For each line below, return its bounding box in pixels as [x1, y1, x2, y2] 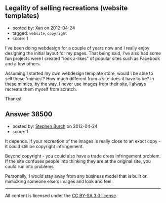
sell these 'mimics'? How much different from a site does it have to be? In [5, 75, 154, 81]
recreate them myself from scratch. [5, 86, 78, 92]
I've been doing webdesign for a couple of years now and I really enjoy [5, 45, 150, 51]
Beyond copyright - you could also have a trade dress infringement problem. [5, 153, 161, 159]
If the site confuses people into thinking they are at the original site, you [5, 158, 151, 164]
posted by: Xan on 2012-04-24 [12, 25, 76, 31]
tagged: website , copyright [12, 30, 68, 36]
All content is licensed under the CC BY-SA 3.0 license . [5, 193, 118, 199]
